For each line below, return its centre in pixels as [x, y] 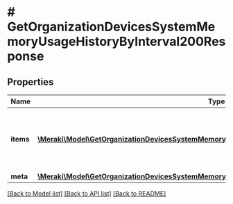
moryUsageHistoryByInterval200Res [116, 42]
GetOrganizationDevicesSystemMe [111, 27]
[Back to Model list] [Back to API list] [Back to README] [87, 194]
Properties [31, 82]
